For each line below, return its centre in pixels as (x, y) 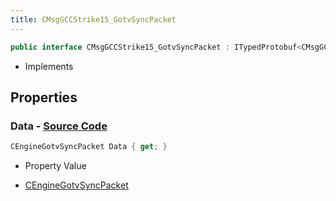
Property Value (55, 166)
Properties (44, 97)
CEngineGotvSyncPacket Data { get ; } (89, 147)
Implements (49, 66)
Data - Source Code (59, 126)
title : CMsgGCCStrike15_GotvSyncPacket (93, 19)
